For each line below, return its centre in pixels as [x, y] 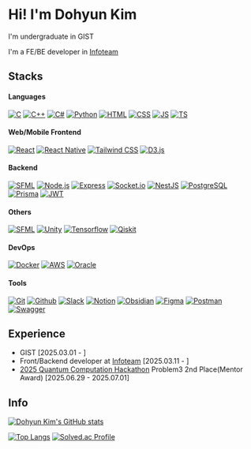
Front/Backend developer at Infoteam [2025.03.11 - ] [104, 361]
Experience [37, 333]
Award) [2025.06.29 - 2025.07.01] [75, 378]
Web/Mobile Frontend [45, 133]
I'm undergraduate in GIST [51, 36]
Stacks [26, 77]
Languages [27, 96]
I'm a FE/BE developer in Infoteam [63, 51]
